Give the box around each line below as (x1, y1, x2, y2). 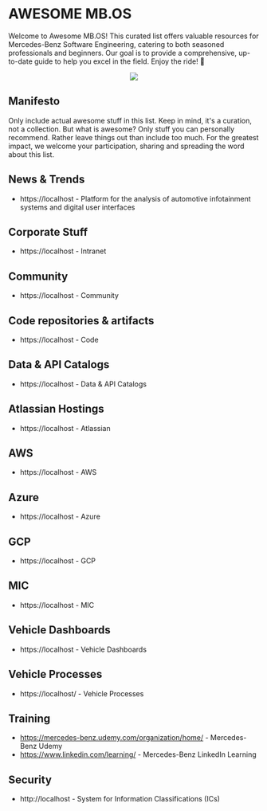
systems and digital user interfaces (19, 202, 135, 212)
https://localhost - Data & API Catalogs (19, 379, 147, 389)
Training (8, 711, 51, 725)
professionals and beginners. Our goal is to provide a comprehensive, (8, 48, 238, 57)
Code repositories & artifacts (8, 314, 155, 327)
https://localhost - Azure (19, 511, 101, 522)
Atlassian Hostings (8, 402, 104, 416)
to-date (8, 57, 33, 66)
